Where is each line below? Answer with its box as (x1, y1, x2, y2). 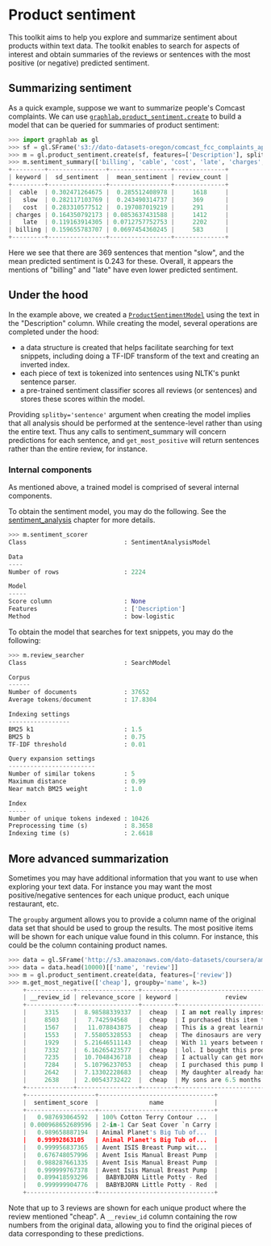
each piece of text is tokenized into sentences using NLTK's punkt (19, 368, 240, 378)
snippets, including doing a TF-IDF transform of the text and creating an (19, 351, 260, 361)
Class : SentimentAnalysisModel (8, 538, 211, 546)
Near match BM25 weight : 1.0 (8, 784, 143, 792)
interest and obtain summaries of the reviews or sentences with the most (8, 49, 251, 59)
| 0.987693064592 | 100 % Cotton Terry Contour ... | (23, 1114, 219, 1122)
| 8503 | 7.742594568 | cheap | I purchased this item (23, 1016, 258, 1024)
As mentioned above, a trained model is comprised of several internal (8, 483, 240, 492)
